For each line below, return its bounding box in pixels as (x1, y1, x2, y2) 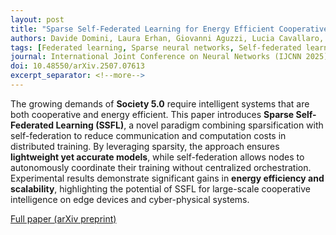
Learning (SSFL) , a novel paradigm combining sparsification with (55, 119, 324, 131)
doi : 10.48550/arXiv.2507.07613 (10, 61, 145, 71)
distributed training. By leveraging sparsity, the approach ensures (10, 140, 280, 152)
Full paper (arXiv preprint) (10, 212, 117, 225)
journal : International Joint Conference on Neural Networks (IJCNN (10, 52, 302, 62)
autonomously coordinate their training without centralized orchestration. (10, 161, 312, 173)
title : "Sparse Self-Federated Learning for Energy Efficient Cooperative (10, 24, 329, 34)
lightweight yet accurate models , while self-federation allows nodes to (10, 151, 305, 163)
